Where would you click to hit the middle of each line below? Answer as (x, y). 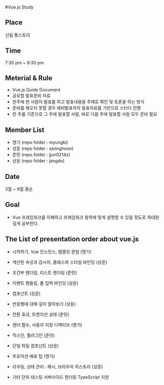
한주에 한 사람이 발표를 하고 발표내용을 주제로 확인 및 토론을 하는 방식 (78, 102)
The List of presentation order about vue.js (72, 239)
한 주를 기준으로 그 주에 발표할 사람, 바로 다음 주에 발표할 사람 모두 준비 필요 (85, 114)
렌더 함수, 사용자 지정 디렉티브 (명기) (47, 325)
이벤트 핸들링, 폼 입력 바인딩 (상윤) (45, 283)
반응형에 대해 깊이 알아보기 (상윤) (44, 304)
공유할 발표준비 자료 (31, 96)
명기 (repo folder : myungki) (40, 143)
